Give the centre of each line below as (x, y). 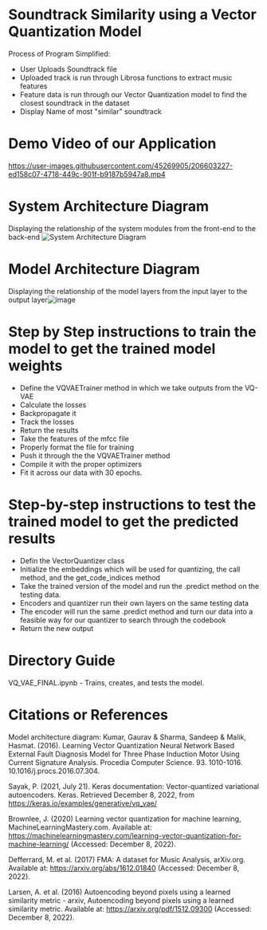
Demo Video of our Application (112, 144)
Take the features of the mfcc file (74, 438)
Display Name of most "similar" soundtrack (90, 111)
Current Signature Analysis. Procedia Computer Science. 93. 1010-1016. (126, 762)
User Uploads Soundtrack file (68, 69)
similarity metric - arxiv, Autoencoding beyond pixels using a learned (121, 900)
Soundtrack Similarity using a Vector (132, 15)
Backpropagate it (48, 413)
